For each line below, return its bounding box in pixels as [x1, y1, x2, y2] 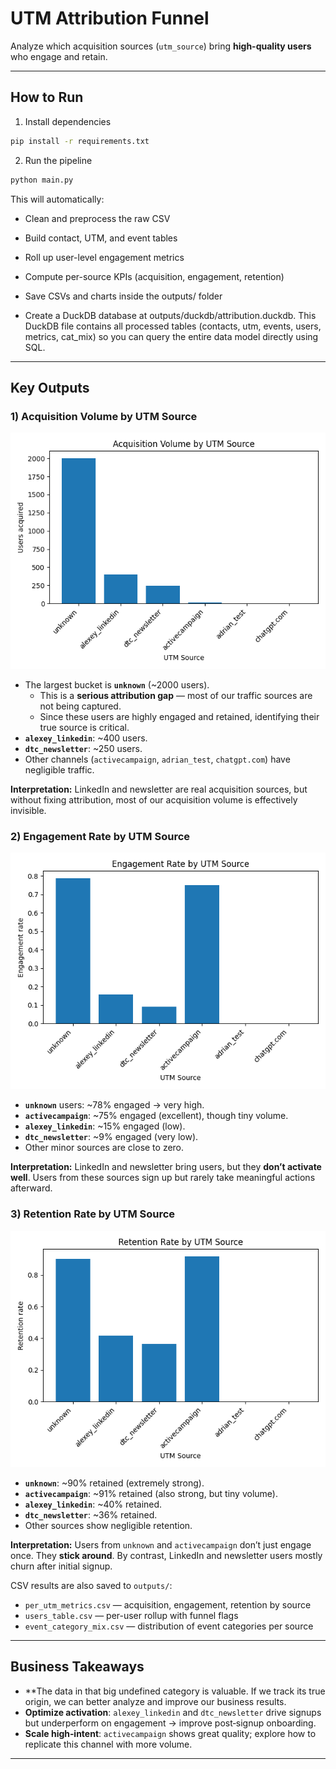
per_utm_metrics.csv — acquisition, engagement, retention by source [24, 1598, 312, 1611]
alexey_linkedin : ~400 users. [24, 732, 148, 744]
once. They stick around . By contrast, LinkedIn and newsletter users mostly [10, 1549, 323, 1561]
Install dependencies [24, 115, 112, 127]
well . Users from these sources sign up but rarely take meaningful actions [10, 1172, 316, 1184]
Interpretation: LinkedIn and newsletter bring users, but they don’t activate [10, 1161, 322, 1173]
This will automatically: [10, 193, 105, 205]
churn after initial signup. [10, 1560, 113, 1572]
